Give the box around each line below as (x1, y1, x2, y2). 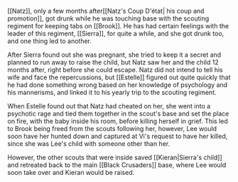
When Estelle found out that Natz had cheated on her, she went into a (7, 102, 211, 110)
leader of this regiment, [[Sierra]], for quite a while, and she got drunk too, (7, 29, 225, 38)
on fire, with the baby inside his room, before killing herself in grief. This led (7, 117, 229, 125)
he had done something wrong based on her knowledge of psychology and (7, 81, 228, 89)
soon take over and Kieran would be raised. (7, 169, 135, 176)
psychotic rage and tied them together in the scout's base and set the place (7, 110, 229, 118)
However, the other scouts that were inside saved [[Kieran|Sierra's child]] (7, 153, 222, 161)
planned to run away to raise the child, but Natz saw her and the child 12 (7, 58, 219, 67)
